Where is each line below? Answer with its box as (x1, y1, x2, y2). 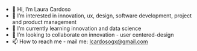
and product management (11, 19, 77, 25)
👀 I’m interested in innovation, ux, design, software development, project (11, 12, 192, 19)
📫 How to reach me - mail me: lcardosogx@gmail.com (11, 38, 149, 45)
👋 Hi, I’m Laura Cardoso (11, 6, 71, 13)
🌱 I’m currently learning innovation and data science (11, 25, 142, 32)
